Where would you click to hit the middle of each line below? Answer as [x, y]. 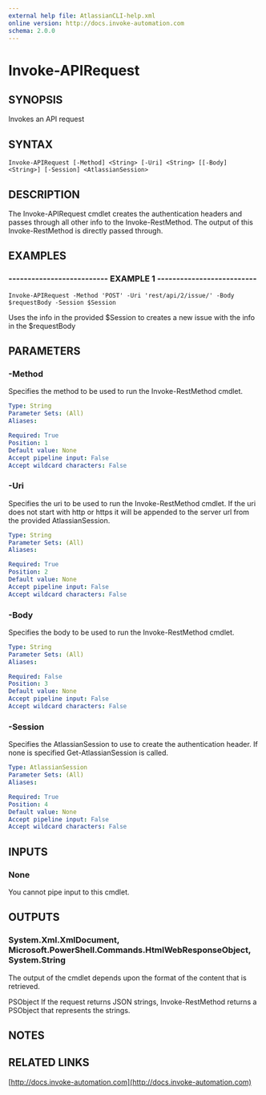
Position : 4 [28, 804]
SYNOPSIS [36, 100]
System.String [37, 960]
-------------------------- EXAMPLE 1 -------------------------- [133, 279]
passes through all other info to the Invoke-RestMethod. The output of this [131, 222]
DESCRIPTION [44, 195]
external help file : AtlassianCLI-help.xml [82, 16]
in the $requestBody [42, 326]
